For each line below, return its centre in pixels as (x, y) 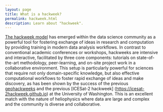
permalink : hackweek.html (31, 19)
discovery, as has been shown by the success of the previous (67, 84)
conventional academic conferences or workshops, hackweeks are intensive (81, 53)
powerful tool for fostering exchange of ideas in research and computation (80, 42)
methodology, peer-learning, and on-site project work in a (78, 63)
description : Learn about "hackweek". (44, 23)
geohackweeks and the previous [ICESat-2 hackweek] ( (61, 89)
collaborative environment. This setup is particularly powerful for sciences (79, 68)
